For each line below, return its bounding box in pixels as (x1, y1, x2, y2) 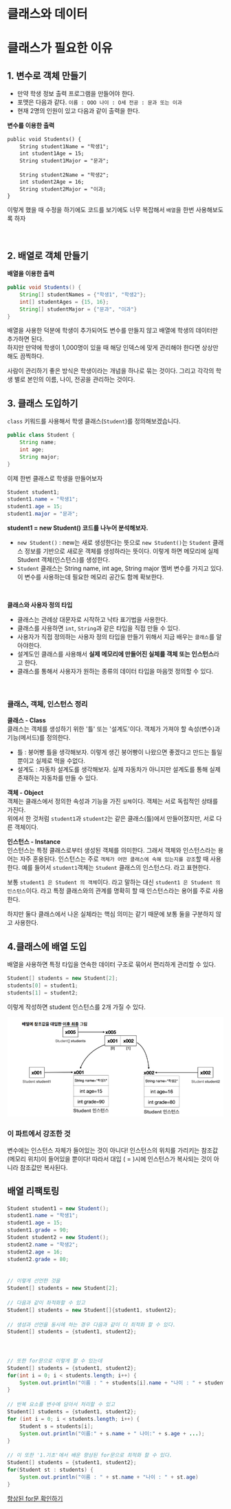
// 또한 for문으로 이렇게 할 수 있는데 (7, 1357, 102, 1364)
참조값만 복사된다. (19, 1163, 68, 1172)
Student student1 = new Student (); (7, 1205, 109, 1212)
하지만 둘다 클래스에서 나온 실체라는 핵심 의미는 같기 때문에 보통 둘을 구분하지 (7, 910, 214, 918)
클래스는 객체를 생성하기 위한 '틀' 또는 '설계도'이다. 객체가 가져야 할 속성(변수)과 (7, 725, 221, 733)
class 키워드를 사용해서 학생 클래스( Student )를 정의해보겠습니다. (7, 417, 181, 426)
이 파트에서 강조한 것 (7, 1129, 71, 1138)
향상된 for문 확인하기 (7, 1494, 63, 1502)
